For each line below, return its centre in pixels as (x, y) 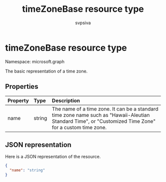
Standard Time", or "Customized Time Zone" (104, 121)
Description (66, 101)
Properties (22, 87)
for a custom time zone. (79, 127)
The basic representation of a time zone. (46, 71)
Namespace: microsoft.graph (35, 61)
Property (18, 101)
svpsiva (83, 23)
